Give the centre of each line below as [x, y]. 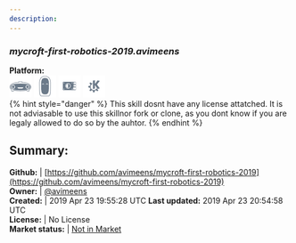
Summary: [39, 151]
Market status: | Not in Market [66, 229]
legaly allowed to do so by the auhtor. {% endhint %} [106, 122]
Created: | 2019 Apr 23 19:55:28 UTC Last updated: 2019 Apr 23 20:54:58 [146, 200]
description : [33, 19]
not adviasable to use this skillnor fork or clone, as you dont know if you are [148, 113]
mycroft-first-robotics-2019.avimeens [95, 51]
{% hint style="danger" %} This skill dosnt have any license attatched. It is [146, 103]
